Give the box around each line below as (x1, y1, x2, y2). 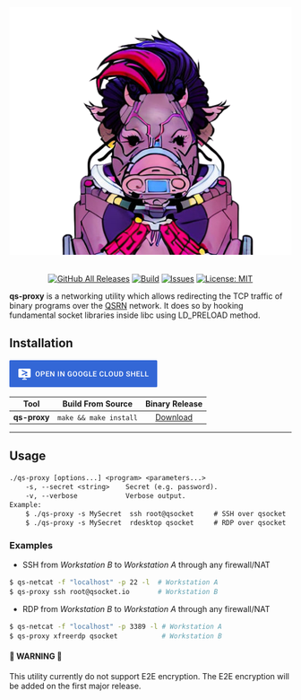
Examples (9, 538, 54, 551)
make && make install (56, 413, 138, 423)
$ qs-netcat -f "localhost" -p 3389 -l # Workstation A (9, 622, 222, 631)
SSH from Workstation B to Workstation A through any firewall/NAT (21, 559, 271, 571)
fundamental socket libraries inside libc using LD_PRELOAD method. (9, 310, 261, 320)
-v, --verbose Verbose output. (25, 491, 186, 500)
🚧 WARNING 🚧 (9, 651, 63, 661)
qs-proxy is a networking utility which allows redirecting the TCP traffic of (9, 291, 283, 302)
